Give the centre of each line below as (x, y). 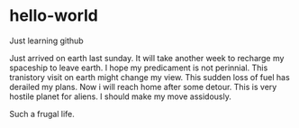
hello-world (54, 16)
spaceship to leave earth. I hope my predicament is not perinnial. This (139, 68)
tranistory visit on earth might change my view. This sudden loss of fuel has (149, 77)
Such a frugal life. (42, 114)
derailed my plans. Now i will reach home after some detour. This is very (143, 87)
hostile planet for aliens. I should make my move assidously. (120, 96)
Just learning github (46, 41)
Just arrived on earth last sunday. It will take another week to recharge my (147, 58)
